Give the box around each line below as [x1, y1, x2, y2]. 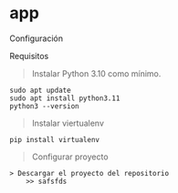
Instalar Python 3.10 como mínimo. [31, 67, 162, 79]
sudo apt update [9, 86, 71, 95]
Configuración [9, 33, 64, 44]
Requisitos [9, 50, 49, 61]
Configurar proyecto [31, 151, 109, 162]
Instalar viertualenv [31, 117, 105, 128]
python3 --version [9, 101, 79, 111]
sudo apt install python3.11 [9, 94, 120, 103]
